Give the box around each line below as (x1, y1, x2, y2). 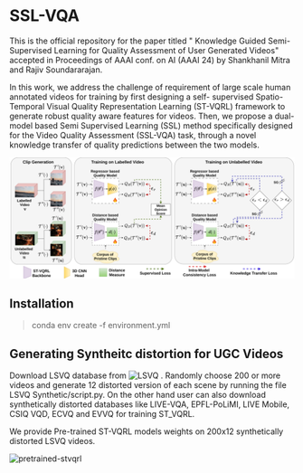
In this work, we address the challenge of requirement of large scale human (9, 81, 291, 92)
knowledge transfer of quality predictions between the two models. (9, 139, 260, 150)
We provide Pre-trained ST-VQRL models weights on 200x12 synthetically (9, 426, 284, 437)
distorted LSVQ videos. (9, 436, 96, 447)
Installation (9, 296, 74, 311)
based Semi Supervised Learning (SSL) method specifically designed (34, 119, 293, 131)
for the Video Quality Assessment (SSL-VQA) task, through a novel (9, 129, 257, 140)
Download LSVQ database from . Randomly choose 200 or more (9, 370, 281, 381)
